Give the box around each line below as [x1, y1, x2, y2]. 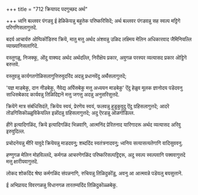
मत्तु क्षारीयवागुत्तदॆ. [6, 158, 39, 165]
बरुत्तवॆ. [6, 61, 19, 68]
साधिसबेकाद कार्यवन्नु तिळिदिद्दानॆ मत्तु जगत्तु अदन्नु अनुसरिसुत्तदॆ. [6, 91, 120, 98]
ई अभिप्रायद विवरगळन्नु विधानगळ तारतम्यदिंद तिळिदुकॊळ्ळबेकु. [6, 181, 118, 189]
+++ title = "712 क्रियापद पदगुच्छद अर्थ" [6, 6, 88, 12]
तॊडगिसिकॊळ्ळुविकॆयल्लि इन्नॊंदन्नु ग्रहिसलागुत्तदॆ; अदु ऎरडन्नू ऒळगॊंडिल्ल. [6, 110, 136, 116]
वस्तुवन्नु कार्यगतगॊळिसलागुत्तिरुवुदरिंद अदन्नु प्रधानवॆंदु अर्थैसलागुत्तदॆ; [6, 72, 127, 80]
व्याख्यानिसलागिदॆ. [6, 42, 39, 49]
